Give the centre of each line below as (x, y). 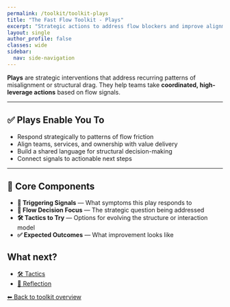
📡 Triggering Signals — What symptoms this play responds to (104, 203)
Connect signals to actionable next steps (74, 158)
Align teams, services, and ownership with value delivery (97, 144)
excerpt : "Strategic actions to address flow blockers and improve (105, 26)
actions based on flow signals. (77, 92)
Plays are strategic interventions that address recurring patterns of (102, 77)
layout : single (29, 33)
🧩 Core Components (51, 186)
